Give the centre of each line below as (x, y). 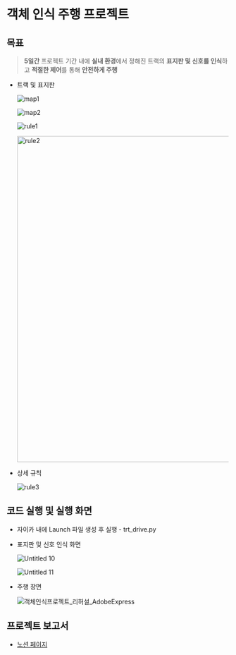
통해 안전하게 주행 (93, 70)
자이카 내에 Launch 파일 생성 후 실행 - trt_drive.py (86, 529)
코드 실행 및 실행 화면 (49, 511)
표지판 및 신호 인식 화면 (49, 544)
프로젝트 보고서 (38, 626)
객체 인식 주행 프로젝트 (68, 14)
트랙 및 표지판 (36, 85)
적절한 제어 (46, 70)
